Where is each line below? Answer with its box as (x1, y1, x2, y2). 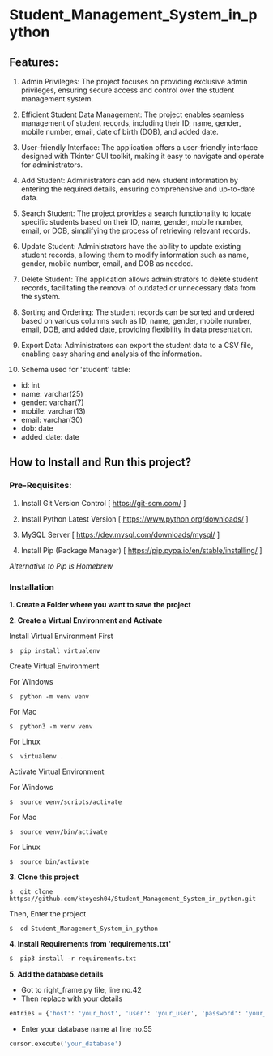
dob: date (20, 423, 53, 433)
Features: (9, 55, 59, 69)
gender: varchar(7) (20, 397, 84, 407)
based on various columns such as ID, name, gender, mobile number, (20, 316, 252, 325)
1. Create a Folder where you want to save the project (9, 599, 191, 609)
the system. (20, 292, 61, 301)
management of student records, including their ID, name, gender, (20, 118, 241, 127)
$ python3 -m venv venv (9, 722, 93, 731)
